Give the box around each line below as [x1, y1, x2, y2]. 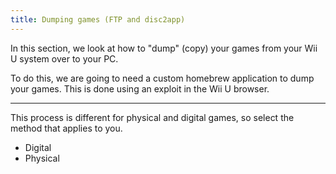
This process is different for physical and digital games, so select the [10, 111, 295, 123]
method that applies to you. [10, 122, 123, 134]
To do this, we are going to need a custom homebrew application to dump [10, 72, 315, 84]
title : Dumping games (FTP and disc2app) [10, 14, 186, 25]
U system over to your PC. [10, 52, 119, 65]
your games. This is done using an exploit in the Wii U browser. [10, 82, 270, 95]
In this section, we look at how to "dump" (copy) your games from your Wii [10, 42, 318, 54]
